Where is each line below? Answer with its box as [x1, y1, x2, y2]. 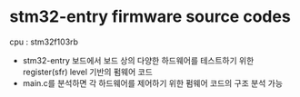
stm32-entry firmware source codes [9, 6, 291, 27]
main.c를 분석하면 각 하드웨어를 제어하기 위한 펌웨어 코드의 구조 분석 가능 [22, 77, 284, 88]
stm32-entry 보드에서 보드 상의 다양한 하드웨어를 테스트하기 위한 [22, 54, 255, 65]
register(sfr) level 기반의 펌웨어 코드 [22, 66, 153, 77]
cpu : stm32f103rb [9, 36, 79, 47]
